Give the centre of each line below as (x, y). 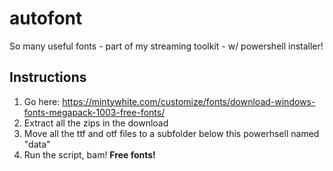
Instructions (48, 77)
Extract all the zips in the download (96, 123)
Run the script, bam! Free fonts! (89, 154)
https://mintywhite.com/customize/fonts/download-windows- (189, 101)
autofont (46, 18)
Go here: (42, 101)
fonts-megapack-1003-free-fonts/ (94, 112)
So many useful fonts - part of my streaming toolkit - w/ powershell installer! (166, 46)
